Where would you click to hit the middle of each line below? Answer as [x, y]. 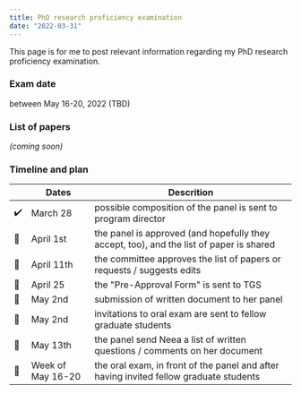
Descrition [191, 193]
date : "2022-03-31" [46, 26]
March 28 [52, 213]
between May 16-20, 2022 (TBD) [70, 103]
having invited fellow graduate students [177, 377]
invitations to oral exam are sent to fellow [180, 314]
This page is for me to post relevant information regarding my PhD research [149, 51]
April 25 [48, 285]
